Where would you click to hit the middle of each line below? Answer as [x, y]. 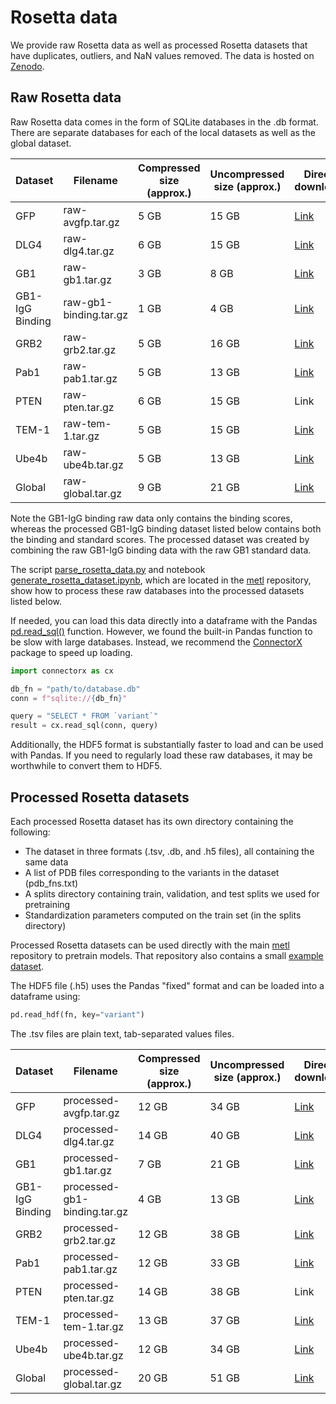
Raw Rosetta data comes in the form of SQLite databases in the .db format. [164, 122]
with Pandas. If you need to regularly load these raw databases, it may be [161, 755]
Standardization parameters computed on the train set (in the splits [163, 915]
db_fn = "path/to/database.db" [75, 689]
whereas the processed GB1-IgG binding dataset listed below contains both [166, 528]
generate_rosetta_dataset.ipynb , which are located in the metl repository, [161, 580]
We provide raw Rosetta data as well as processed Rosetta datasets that [159, 45]
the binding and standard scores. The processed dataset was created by [160, 539]
